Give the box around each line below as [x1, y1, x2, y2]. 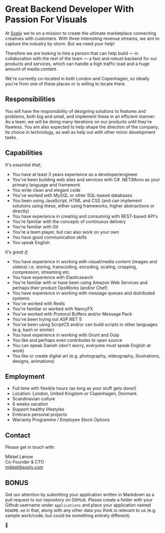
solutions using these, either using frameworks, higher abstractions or [12, 203, 155, 209]
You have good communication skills [12, 234, 87, 240]
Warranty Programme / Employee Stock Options [12, 417, 110, 423]
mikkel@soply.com [5, 464, 43, 470]
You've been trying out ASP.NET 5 [12, 316, 82, 322]
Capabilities [5, 149, 43, 157]
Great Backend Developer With [5, 3, 134, 15]
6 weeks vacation [12, 401, 48, 407]
